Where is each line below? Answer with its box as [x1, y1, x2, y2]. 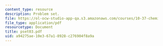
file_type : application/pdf [5, 20, 62, 25]
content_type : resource [5, 7, 53, 12]
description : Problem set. [5, 11, 60, 16]
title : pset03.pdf [5, 29, 42, 34]
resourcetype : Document [5, 25, 53, 30]
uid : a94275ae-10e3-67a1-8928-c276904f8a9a [5, 34, 95, 39]
